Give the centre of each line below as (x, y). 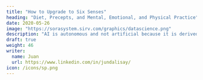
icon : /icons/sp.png (32, 68)
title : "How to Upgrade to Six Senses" (56, 12)
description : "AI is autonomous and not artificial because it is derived (102, 34)
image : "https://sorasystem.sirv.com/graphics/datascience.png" (89, 29)
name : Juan (25, 57)
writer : (16, 51)
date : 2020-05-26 (28, 23)
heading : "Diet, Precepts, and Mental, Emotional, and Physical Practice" (102, 17)
